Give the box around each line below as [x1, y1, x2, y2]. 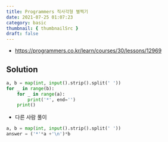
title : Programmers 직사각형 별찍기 [6, 8, 88, 15]
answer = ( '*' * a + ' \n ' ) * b [6, 131, 70, 137]
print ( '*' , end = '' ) [27, 96, 76, 103]
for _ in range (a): [17, 91, 66, 97]
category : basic [6, 20, 46, 26]
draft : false [6, 31, 39, 37]
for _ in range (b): [6, 86, 55, 91]
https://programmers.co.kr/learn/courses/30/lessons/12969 [14, 47, 162, 54]
